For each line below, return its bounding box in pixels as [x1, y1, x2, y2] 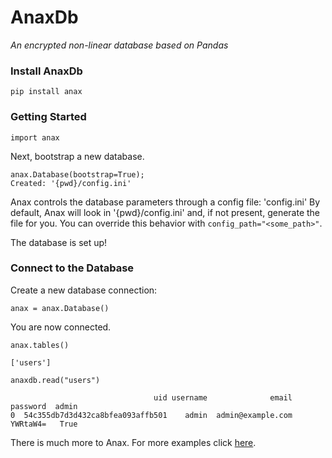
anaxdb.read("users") [10, 375, 101, 385]
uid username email [153, 392, 293, 403]
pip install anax [10, 87, 83, 97]
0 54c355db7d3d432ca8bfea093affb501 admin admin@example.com [10, 410, 293, 420]
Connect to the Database [10, 261, 135, 275]
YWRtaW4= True [10, 419, 78, 429]
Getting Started [10, 110, 87, 124]
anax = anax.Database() [10, 303, 110, 313]
